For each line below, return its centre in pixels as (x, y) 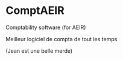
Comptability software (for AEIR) (46, 27)
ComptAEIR (35, 11)
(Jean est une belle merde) (39, 51)
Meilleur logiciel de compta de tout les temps (61, 39)
